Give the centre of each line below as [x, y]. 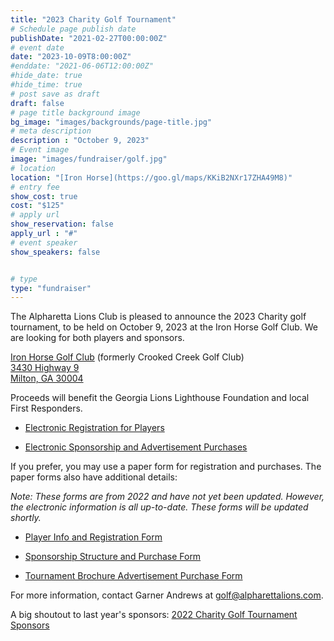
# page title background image [75, 112]
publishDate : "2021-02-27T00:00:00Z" [89, 38]
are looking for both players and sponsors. [97, 338]
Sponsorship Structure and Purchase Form [113, 557]
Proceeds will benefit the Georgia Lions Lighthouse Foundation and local [160, 398]
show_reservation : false [62, 224]
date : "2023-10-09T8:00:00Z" [71, 57]
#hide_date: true [46, 76]
